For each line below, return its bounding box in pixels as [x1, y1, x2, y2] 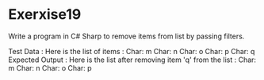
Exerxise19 [8, 5, 82, 24]
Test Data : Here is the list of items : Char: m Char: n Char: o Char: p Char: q [8, 46, 255, 56]
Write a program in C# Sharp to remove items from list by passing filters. [8, 31, 245, 41]
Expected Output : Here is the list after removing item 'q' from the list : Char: [8, 55, 256, 64]
